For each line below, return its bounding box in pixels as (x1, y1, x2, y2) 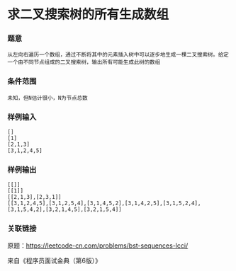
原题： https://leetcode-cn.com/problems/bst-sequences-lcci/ (7, 241, 189, 250)
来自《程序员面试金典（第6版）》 (7, 256, 101, 265)
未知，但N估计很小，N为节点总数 (7, 94, 88, 101)
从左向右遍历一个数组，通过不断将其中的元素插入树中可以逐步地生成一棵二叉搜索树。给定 (7, 51, 229, 59)
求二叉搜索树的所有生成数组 (7, 6, 169, 23)
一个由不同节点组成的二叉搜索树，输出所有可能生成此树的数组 (7, 59, 161, 66)
